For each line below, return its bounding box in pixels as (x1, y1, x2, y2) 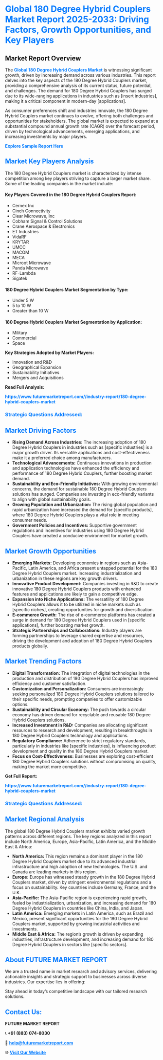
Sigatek (12, 275, 28, 282)
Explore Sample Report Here (5, 143, 63, 149)
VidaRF (12, 234, 27, 240)
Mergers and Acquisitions (12, 375, 64, 381)
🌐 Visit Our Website (5, 1050, 46, 1056)
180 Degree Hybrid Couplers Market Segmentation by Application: (5, 319, 142, 325)
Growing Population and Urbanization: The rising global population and (12, 502, 157, 508)
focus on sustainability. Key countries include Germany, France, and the (12, 884, 157, 890)
